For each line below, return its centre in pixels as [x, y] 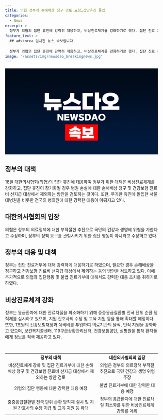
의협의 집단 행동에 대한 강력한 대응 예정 [51, 388]
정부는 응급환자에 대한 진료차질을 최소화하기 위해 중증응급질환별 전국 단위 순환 [79, 313]
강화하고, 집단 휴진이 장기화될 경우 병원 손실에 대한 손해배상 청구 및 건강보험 [77, 188]
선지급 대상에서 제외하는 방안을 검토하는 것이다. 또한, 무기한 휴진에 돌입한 [79, 194]
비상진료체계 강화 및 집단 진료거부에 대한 [46, 365]
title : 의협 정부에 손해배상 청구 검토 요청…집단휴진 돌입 [55, 10]
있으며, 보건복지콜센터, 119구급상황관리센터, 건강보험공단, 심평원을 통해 [77, 331]
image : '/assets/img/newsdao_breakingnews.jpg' [54, 56]
